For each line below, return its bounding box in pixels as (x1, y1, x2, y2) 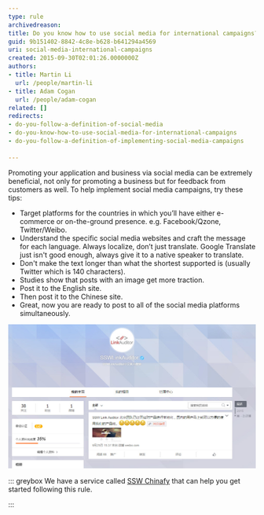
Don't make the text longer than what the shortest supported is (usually (19, 258, 251, 267)
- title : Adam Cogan (8, 87, 76, 95)
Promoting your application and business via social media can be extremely (8, 167, 253, 177)
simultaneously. (19, 308, 71, 318)
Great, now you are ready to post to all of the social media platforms (19, 300, 240, 310)
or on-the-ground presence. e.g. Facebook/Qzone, (56, 216, 222, 226)
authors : (8, 63, 37, 71)
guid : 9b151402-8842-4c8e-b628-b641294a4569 (8, 38, 156, 46)
